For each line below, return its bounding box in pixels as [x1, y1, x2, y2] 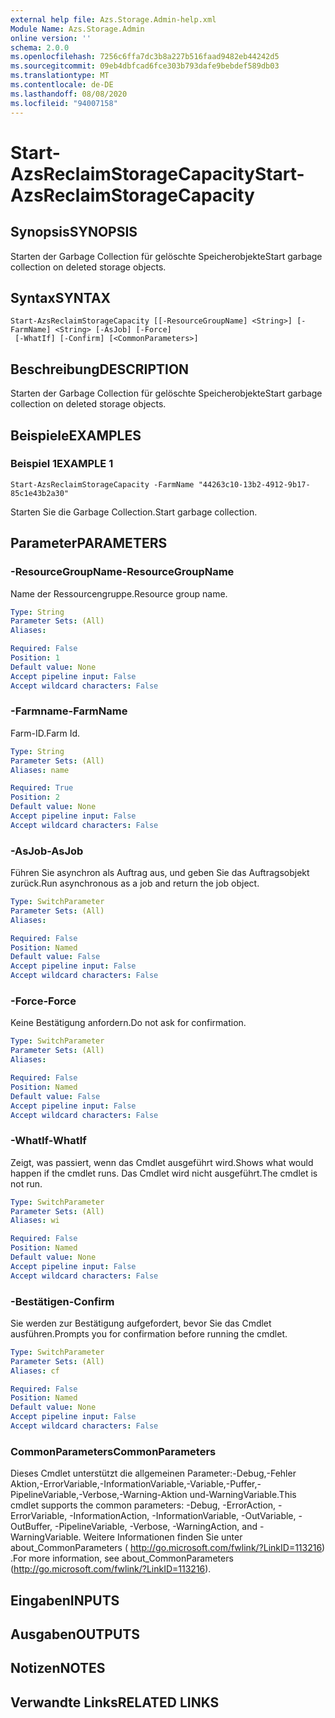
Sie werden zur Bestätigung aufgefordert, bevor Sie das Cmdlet [10, 1317, 272, 1329]
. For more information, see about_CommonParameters [10, 1552, 234, 1565]
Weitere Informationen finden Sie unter [83, 1531, 243, 1543]
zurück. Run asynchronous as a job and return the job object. [10, 877, 260, 890]
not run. [10, 1177, 43, 1190]
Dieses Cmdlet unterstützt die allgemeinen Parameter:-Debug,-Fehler [10, 1467, 297, 1480]
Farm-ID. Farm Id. [10, 727, 81, 739]
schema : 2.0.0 [10, 42, 70, 53]
